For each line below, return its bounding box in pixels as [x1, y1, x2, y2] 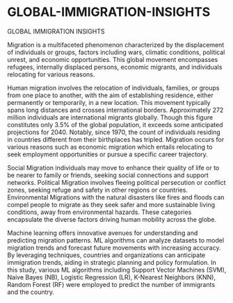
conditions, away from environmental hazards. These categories [7, 208, 192, 216]
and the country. [7, 288, 54, 296]
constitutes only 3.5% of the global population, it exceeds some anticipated [7, 120, 224, 129]
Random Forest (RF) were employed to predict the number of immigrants [7, 280, 216, 288]
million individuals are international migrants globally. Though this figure [7, 113, 214, 122]
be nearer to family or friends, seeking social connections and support [7, 171, 209, 179]
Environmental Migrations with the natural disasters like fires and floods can [7, 193, 225, 202]
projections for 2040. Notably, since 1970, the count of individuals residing [7, 128, 220, 136]
